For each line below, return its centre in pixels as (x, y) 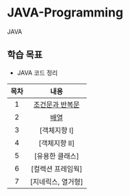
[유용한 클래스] (57, 156)
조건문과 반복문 (56, 104)
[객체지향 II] (57, 143)
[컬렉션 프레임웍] (56, 169)
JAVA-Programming (65, 13)
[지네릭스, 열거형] (56, 182)
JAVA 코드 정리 (37, 73)
